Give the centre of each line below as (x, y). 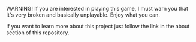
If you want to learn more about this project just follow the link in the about (98, 26)
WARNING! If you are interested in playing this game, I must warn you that (97, 9)
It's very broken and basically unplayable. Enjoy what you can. (83, 15)
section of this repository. (38, 33)
